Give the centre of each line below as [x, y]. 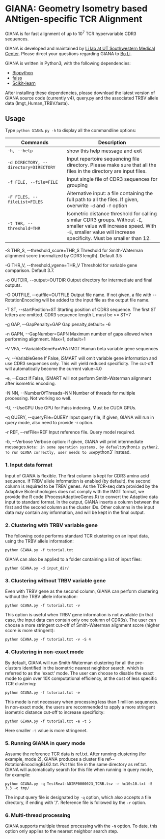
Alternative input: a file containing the [110, 194]
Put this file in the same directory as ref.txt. [104, 764]
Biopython [23, 72]
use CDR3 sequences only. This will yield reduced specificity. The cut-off [79, 364]
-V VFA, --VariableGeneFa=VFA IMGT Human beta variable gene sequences [82, 349]
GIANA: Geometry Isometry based [76, 9]
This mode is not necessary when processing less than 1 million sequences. [82, 702]
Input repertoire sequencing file [103, 159]
